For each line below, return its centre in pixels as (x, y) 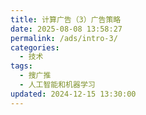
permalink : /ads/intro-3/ (64, 38)
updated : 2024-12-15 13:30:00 (73, 94)
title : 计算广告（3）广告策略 (66, 19)
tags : (21, 66)
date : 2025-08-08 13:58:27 (66, 29)
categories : (35, 47)
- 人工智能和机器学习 (57, 85)
